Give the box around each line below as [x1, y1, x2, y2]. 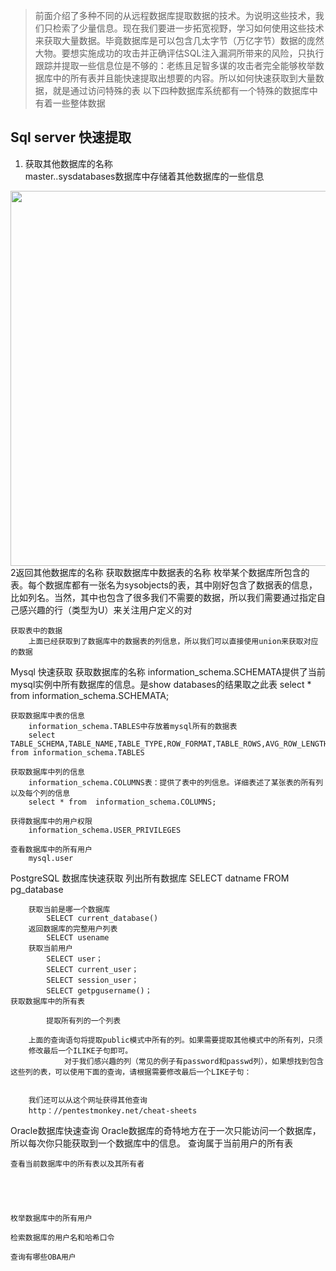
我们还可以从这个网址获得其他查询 [28, 1095, 148, 1105]
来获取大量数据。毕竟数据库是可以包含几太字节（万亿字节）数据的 [34, 35, 307, 46]
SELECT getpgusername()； [46, 985, 153, 996]
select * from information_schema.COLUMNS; [28, 797, 217, 807]
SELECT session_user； [46, 975, 140, 985]
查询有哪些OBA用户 [10, 1252, 77, 1262]
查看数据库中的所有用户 [10, 844, 93, 854]
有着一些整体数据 [34, 97, 106, 109]
